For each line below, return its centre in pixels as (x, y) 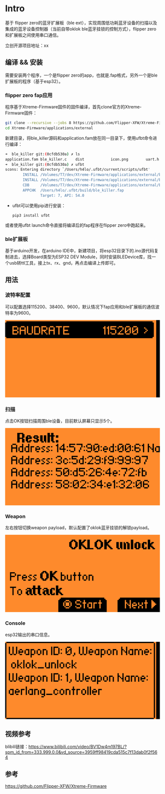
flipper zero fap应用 (29, 95)
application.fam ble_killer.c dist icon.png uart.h (82, 159)
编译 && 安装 (24, 63)
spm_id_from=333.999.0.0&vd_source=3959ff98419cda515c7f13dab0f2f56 (81, 752)
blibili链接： (17, 747)
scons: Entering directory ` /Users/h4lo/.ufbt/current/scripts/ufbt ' (78, 170)
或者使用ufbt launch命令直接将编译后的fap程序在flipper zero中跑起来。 (77, 225)
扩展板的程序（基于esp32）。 (34, 81)
